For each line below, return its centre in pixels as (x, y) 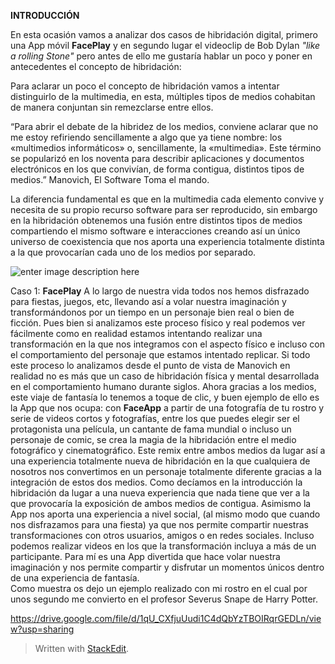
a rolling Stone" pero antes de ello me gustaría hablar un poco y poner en (161, 56)
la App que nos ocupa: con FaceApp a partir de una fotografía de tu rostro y (167, 408)
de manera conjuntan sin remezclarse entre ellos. (112, 107)
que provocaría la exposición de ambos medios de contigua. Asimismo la (161, 503)
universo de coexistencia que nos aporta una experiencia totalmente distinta (167, 241)
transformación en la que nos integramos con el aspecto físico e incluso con (167, 344)
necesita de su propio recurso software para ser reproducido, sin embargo (164, 209)
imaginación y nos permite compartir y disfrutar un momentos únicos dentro (167, 567)
